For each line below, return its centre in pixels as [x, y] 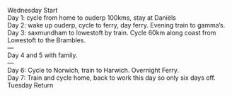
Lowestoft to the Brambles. [47, 40]
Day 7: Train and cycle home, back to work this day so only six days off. [111, 78]
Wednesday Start [33, 10]
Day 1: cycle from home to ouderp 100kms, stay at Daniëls [92, 18]
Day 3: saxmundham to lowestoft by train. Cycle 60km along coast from [112, 32]
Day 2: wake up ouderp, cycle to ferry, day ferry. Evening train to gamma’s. [116, 25]
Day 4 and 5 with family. [42, 55]
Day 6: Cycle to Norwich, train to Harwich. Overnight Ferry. [93, 70]
